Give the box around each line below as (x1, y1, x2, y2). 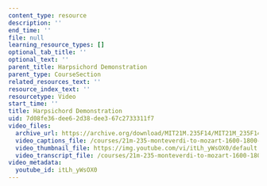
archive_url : (15, 129, 59, 137)
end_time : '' (8, 26, 52, 34)
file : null (8, 33, 44, 42)
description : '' (8, 19, 62, 27)
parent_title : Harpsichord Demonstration (8, 63, 148, 71)
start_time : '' (8, 100, 59, 108)
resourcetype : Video (8, 93, 77, 101)
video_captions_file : (15, 136, 87, 145)
